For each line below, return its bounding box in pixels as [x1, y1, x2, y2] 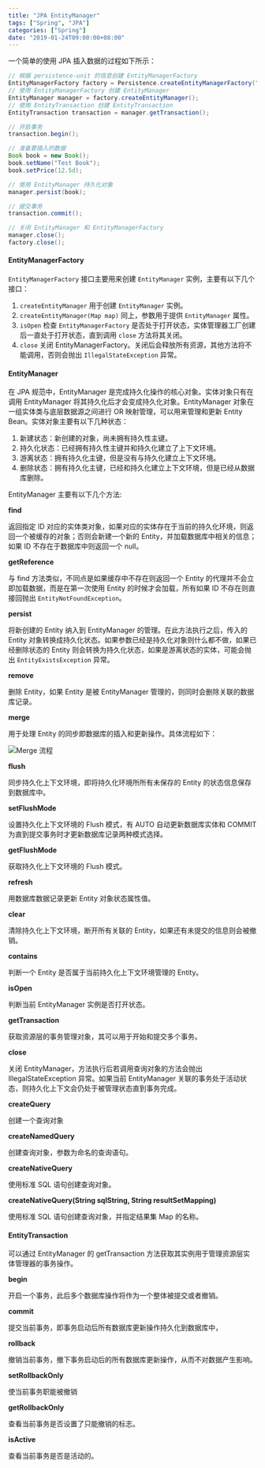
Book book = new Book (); [8, 152, 90, 160]
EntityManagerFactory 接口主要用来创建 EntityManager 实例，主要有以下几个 [8, 274, 256, 284]
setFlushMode [8, 803, 57, 813]
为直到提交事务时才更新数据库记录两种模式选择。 [8, 829, 167, 839]
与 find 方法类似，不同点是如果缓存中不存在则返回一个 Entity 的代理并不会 [8, 574, 248, 583]
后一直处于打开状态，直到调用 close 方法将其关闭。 [19, 331, 187, 340]
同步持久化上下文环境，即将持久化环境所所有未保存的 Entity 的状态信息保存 [8, 778, 252, 788]
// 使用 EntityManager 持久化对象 [8, 181, 114, 189]
